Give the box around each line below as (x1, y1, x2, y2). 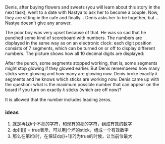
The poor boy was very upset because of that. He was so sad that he (5, 30, 146, 35)
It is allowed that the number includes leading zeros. (5, 96, 112, 102)
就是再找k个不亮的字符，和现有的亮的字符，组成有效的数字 (12, 121, 132, 127)
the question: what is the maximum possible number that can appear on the (5, 82, 160, 87)
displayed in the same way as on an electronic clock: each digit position (5, 40, 152, 46)
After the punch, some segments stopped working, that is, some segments (5, 60, 158, 66)
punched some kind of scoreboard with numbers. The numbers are (5, 35, 142, 41)
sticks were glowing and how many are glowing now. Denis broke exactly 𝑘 (5, 71, 158, 76)
